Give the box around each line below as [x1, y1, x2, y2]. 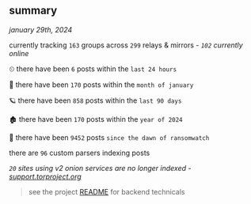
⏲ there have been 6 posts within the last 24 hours [9, 64, 177, 74]
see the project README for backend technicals [28, 187, 185, 196]
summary [9, 4, 58, 17]
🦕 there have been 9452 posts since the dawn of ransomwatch [9, 132, 210, 142]
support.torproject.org [9, 172, 82, 181]
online [9, 48, 29, 58]
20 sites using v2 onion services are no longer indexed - [9, 163, 192, 172]
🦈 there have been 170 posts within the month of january [9, 80, 194, 89]
